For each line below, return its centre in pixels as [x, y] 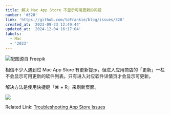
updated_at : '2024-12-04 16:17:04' [43, 29]
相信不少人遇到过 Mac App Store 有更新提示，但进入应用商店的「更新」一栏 [85, 69]
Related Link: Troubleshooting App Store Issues [55, 107]
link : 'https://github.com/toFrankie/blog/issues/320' [65, 20]
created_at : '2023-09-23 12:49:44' [43, 24]
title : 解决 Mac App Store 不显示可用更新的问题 [54, 10]
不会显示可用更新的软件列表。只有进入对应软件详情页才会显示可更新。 [79, 76]
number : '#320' [22, 15]
